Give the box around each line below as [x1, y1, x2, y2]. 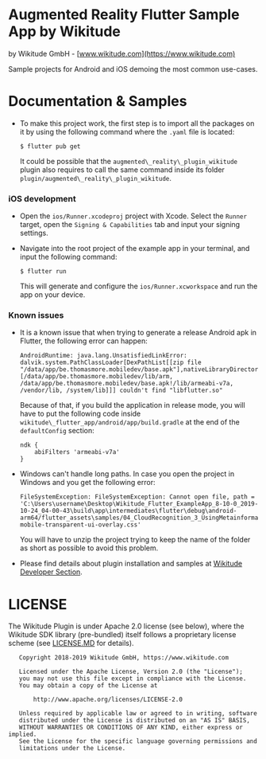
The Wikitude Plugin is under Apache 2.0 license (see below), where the [8, 621, 245, 631]
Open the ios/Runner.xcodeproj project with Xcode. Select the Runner [19, 211, 248, 221]
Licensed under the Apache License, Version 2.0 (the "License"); [18, 667, 244, 676]
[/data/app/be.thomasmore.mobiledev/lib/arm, [19, 373, 173, 381]
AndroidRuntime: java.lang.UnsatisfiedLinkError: [19, 352, 188, 360]
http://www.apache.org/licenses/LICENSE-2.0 [33, 695, 183, 704]
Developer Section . [19, 567, 83, 577]
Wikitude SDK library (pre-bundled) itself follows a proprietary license [8, 630, 237, 640]
